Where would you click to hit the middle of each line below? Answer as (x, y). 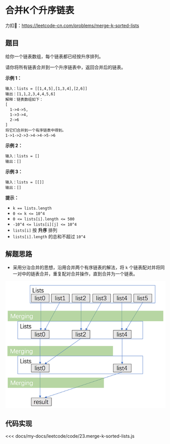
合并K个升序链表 (40, 10)
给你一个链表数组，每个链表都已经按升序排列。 (54, 56)
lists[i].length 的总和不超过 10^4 (49, 236)
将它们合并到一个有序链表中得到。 (36, 130)
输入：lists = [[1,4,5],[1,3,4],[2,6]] (46, 89)
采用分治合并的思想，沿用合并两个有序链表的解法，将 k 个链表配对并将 (86, 267)
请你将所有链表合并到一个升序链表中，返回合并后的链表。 (65, 67)
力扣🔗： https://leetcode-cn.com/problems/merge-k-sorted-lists (72, 25)
